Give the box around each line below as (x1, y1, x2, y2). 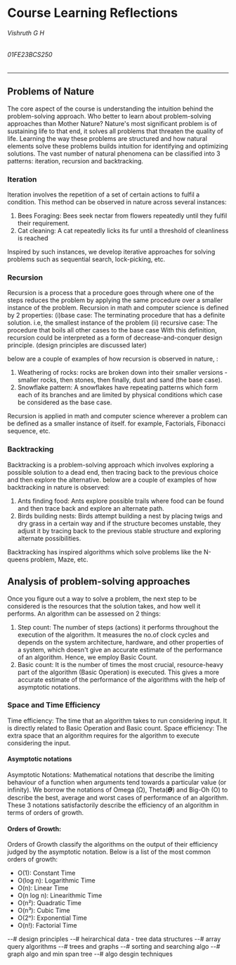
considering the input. (7, 738, 71, 747)
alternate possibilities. (17, 534, 81, 542)
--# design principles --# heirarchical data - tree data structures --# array (7, 935, 221, 943)
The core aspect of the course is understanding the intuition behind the (7, 104, 214, 113)
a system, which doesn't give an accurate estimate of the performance (17, 645, 223, 654)
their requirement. (17, 219, 70, 228)
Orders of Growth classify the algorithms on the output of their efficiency (7, 840, 218, 849)
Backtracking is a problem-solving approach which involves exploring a (7, 460, 214, 469)
